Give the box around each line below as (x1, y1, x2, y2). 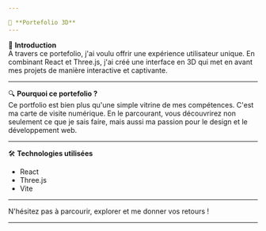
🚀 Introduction (8, 40, 57, 50)
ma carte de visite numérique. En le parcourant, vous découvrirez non (8, 108, 236, 118)
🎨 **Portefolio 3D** (8, 18, 77, 26)
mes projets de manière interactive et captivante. (8, 65, 168, 75)
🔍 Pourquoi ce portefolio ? (8, 89, 98, 98)
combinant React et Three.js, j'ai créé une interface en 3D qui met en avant (8, 57, 253, 66)
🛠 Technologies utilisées (8, 148, 93, 158)
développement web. (8, 125, 78, 134)
